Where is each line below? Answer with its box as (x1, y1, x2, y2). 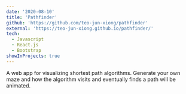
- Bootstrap (11, 48, 42, 54)
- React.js (11, 42, 39, 48)
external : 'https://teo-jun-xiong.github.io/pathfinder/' (6, 25, 154, 32)
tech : (6, 31, 20, 37)
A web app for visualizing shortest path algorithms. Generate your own (6, 69, 181, 76)
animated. (6, 82, 31, 89)
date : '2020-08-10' (6, 8, 55, 15)
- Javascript (11, 36, 44, 42)
